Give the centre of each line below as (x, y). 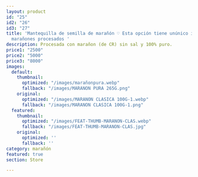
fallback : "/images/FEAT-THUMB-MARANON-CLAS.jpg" (84, 127)
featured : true (25, 154)
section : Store (25, 160)
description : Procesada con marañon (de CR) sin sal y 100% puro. (89, 45)
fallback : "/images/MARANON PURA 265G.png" (76, 88)
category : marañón (29, 149)
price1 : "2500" (25, 50)
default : (22, 72)
